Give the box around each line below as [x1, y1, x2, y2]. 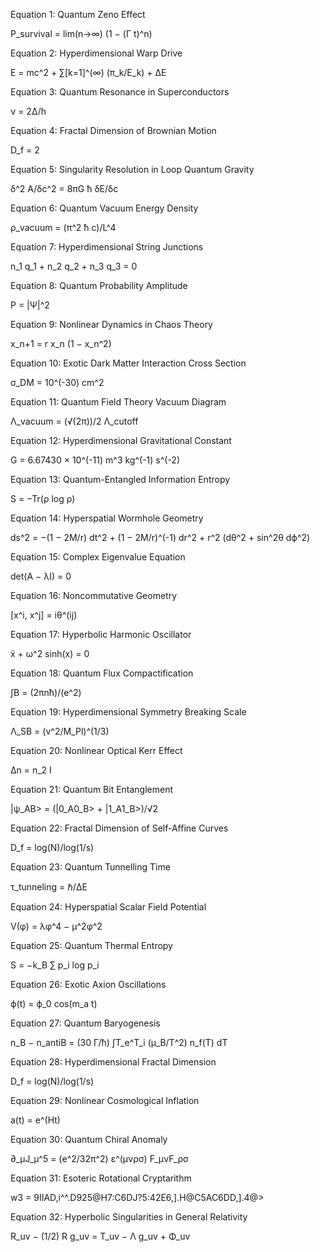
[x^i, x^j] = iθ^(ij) [10, 609, 78, 621]
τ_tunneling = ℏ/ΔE [10, 881, 88, 893]
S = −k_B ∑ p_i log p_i [10, 959, 100, 971]
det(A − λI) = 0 [10, 570, 72, 582]
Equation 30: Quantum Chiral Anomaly [10, 1134, 168, 1145]
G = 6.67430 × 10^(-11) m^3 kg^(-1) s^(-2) [10, 454, 181, 466]
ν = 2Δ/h [10, 105, 47, 117]
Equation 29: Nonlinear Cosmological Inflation [10, 1095, 200, 1106]
